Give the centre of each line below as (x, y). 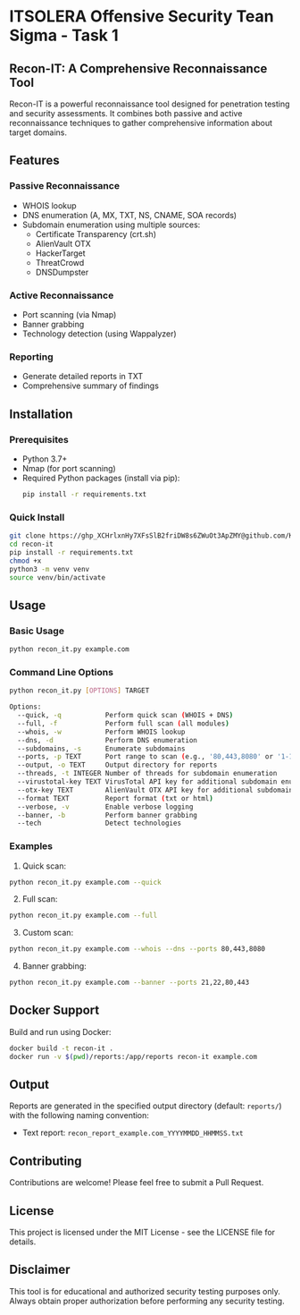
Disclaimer (40, 1270)
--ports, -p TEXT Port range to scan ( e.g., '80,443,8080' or (146, 757)
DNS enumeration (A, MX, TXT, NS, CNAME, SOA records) (129, 215)
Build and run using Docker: (60, 1031)
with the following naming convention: (79, 1116)
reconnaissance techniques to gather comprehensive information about (141, 123)
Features (34, 161)
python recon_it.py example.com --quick (86, 882)
